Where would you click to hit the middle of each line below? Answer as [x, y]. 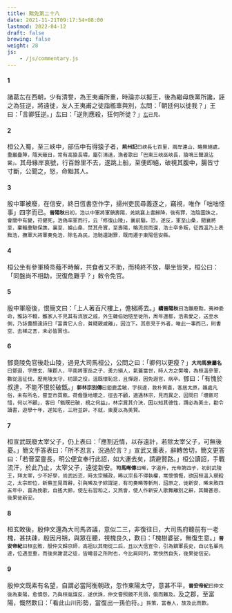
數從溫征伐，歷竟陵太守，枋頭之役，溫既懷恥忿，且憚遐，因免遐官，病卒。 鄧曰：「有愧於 [115, 378]
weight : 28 [23, 46]
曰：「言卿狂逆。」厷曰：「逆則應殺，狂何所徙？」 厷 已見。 [85, 114]
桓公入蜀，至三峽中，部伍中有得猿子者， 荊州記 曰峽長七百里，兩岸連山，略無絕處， [115, 147]
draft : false [26, 33]
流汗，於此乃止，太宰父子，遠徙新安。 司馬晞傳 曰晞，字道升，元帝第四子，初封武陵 [115, 468]
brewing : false [29, 39]
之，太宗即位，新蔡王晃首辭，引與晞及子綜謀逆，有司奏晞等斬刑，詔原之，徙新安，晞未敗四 [116, 483]
